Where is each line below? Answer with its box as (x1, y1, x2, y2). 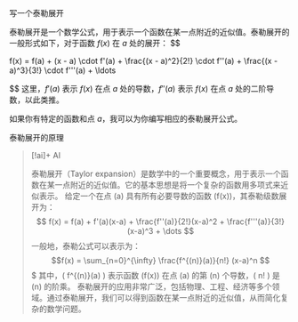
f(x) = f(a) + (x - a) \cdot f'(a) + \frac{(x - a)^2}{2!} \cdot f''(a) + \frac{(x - (9, 56, 278, 66)
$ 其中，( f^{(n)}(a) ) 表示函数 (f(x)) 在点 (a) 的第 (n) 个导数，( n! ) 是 (30, 270, 280, 280)
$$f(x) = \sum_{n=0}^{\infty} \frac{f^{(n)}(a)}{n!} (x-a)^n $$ (51, 255, 270, 265)
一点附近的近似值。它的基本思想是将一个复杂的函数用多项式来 (54, 180, 281, 189)
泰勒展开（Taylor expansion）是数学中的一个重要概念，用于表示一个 (30, 168, 282, 179)
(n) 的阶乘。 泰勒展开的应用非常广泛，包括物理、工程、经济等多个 (30, 281, 273, 292)
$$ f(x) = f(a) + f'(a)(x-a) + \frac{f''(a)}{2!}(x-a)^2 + (36, 216, 225, 227)
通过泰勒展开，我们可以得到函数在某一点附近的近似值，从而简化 (46, 293, 281, 302)
